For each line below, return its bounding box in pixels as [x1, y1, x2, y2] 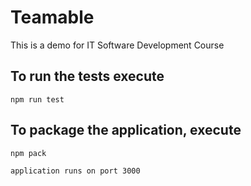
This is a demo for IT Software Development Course [10, 39, 225, 51]
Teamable [10, 6, 95, 29]
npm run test [10, 94, 65, 105]
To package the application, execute [10, 122, 242, 139]
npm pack [10, 148, 47, 158]
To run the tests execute [10, 68, 165, 85]
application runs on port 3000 [10, 166, 141, 176]
